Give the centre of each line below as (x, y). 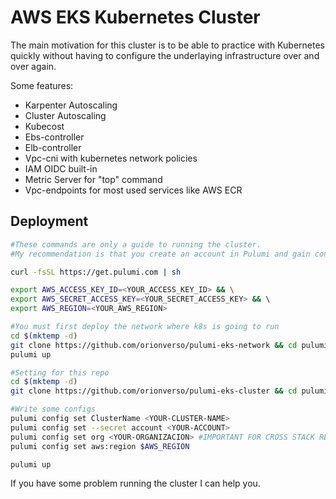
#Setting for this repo (60, 372)
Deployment (49, 221)
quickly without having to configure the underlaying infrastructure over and (165, 55)
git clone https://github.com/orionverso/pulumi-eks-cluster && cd (154, 391)
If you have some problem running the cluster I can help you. (135, 483)
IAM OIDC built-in (61, 168)
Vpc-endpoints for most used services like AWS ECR (133, 190)
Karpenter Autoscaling (71, 105)
